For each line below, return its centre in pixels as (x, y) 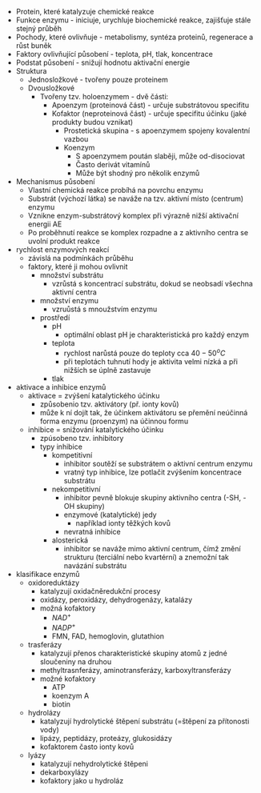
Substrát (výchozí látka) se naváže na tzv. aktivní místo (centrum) (136, 198)
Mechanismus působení (55, 182)
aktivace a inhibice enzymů (61, 386)
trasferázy (45, 644)
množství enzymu (69, 300)
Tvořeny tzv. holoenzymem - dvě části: (104, 96)
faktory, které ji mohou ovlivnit (78, 266)
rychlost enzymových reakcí (62, 250)
